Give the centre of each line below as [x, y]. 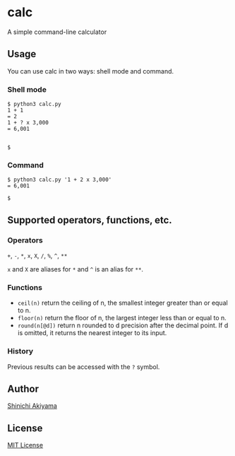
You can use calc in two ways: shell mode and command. [91, 71]
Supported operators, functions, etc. [90, 220]
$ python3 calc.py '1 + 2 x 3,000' [60, 180]
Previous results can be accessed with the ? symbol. [84, 367]
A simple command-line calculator [57, 32]
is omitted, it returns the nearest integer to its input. [92, 333]
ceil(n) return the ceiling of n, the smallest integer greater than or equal [122, 303]
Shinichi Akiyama [32, 406]
